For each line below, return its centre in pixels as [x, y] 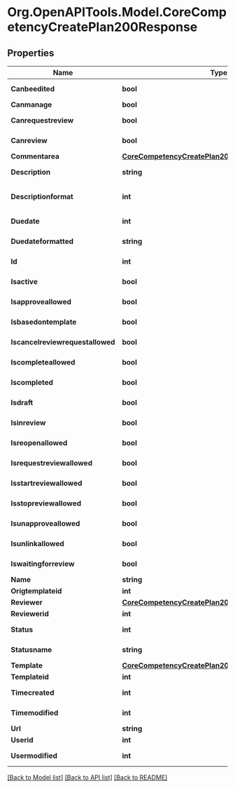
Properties [31, 53]
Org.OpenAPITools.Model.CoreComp [117, 12]
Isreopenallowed [39, 443]
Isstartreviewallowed [47, 483]
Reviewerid [30, 614]
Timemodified [35, 713]
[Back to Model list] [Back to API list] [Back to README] [87, 777]
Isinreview [28, 423]
